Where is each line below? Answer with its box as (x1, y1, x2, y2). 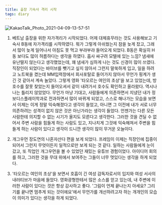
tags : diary (5, 12, 29, 16)
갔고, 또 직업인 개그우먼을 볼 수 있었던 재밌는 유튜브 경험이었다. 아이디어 (12, 148, 148, 154)
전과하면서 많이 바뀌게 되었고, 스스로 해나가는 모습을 (48, 95, 147, 101)
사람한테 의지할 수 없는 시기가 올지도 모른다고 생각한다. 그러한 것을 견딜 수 (12, 113, 152, 119)
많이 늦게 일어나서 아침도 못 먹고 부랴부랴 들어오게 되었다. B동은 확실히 (17, 47, 151, 53)
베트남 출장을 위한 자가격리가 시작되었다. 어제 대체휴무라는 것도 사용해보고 (12, 35, 152, 41)
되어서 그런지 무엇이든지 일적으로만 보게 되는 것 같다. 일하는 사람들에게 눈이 (12, 142, 155, 148)
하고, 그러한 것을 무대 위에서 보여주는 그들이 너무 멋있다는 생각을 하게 (17, 154, 148, 160)
